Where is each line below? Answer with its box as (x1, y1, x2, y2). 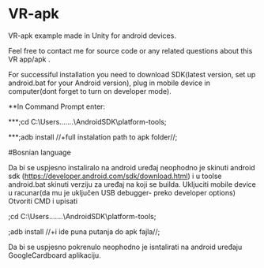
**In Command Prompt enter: (8, 102, 105, 111)
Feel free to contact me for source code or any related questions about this (8, 46, 253, 55)
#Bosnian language (8, 147, 71, 157)
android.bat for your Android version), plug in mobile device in (8, 78, 211, 87)
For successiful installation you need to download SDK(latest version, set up (8, 69, 256, 79)
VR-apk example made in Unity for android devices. (8, 31, 176, 40)
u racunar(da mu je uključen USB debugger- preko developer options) (8, 188, 236, 197)
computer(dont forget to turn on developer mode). (8, 86, 172, 95)
